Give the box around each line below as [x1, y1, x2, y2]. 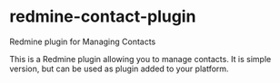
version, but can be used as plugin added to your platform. [9, 63, 229, 74]
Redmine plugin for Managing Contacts [9, 36, 156, 47]
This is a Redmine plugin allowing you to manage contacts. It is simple [9, 53, 272, 64]
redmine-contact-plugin [9, 6, 196, 27]
